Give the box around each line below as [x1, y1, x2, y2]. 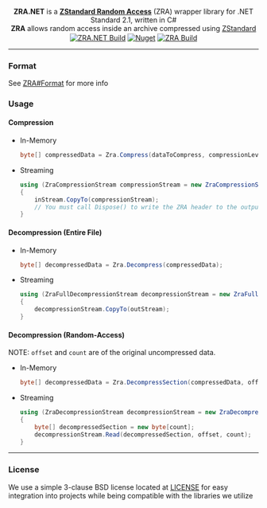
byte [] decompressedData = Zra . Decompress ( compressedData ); [19, 260, 223, 269]
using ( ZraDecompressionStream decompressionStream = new [19, 408, 216, 416]
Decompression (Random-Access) [8, 330, 126, 339]
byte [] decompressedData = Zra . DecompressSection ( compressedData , [19, 378, 245, 387]
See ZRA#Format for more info [8, 78, 109, 88]
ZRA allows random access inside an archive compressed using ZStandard [10, 24, 257, 33]
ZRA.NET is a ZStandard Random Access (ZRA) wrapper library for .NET [13, 7, 254, 16]
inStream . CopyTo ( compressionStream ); [34, 195, 160, 204]
